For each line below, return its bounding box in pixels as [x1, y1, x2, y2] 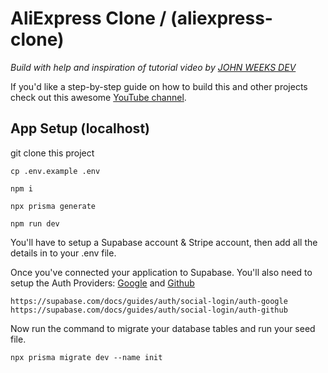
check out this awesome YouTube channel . [10, 91, 187, 103]
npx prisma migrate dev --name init [10, 352, 163, 362]
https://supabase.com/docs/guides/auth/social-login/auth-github [10, 305, 288, 315]
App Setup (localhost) [10, 120, 150, 137]
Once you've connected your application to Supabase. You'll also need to [10, 266, 313, 278]
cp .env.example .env [10, 166, 101, 176]
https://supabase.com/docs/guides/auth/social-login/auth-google [10, 296, 288, 306]
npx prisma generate [10, 201, 97, 211]
